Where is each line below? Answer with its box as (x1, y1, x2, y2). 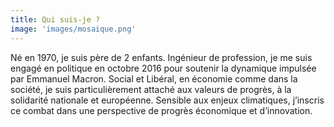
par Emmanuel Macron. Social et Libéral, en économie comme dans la (10, 72, 298, 85)
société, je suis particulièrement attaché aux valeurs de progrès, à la (10, 83, 292, 95)
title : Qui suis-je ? (10, 14, 101, 25)
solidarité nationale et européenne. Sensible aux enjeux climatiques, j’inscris (10, 94, 325, 106)
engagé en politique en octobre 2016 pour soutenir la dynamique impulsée (10, 62, 317, 74)
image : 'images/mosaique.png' (10, 24, 137, 34)
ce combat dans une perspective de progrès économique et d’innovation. (10, 104, 313, 116)
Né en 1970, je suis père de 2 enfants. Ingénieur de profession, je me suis (10, 51, 313, 63)
